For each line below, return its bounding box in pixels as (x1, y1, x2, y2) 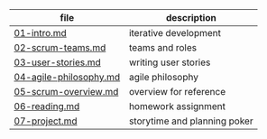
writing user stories (129, 56, 211, 69)
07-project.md (14, 115, 78, 127)
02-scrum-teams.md (14, 42, 106, 53)
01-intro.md (14, 27, 68, 39)
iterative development (129, 27, 221, 39)
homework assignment (129, 100, 226, 112)
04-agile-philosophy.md (14, 71, 121, 83)
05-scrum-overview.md (14, 86, 119, 97)
